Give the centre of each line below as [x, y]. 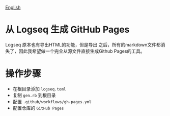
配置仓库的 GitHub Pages [38, 108]
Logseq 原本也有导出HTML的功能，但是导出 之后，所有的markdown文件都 [83, 44]
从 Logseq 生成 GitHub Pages [67, 30]
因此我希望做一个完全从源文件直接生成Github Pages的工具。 [82, 51]
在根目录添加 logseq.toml [39, 88]
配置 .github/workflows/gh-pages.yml [52, 101]
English [13, 7]
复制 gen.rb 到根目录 [34, 95]
